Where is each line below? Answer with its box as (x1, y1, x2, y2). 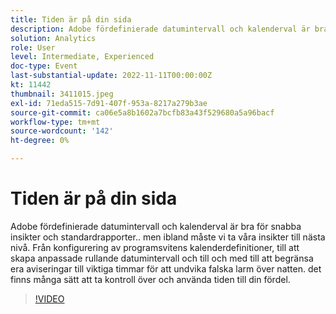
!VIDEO (34, 292, 65, 305)
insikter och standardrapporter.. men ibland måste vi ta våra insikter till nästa (10, 231, 326, 243)
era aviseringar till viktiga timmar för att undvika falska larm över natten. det (10, 262, 322, 275)
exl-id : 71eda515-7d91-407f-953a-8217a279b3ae (10, 98, 208, 108)
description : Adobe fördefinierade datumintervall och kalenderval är (10, 24, 311, 34)
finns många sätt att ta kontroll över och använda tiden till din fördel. (10, 273, 291, 285)
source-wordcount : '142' (10, 126, 114, 136)
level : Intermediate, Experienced (10, 52, 155, 62)
